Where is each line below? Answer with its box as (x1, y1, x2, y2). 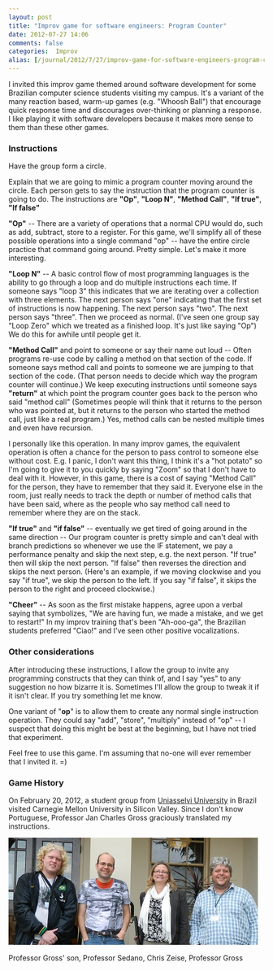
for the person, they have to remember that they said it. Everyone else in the (8, 482, 263, 492)
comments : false (8, 39, 63, 47)
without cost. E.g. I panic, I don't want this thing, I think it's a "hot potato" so (8, 456, 262, 466)
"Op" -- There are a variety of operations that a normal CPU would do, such (8, 219, 263, 229)
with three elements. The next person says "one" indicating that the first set (8, 295, 262, 305)
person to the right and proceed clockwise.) (8, 584, 156, 594)
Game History (8, 777, 64, 788)
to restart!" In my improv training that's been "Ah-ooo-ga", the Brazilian (8, 617, 246, 627)
